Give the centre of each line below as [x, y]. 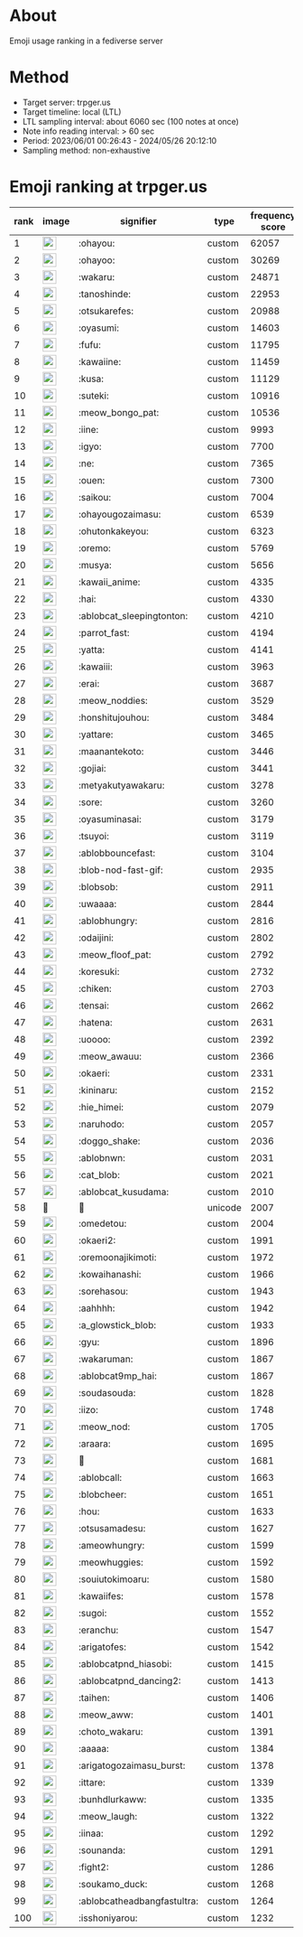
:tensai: [94, 1006]
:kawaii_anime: [109, 582]
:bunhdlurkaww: [112, 1799]
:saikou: [95, 497]
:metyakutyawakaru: [121, 785]
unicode [224, 1207]
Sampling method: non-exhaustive [86, 150]
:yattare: [96, 735]
